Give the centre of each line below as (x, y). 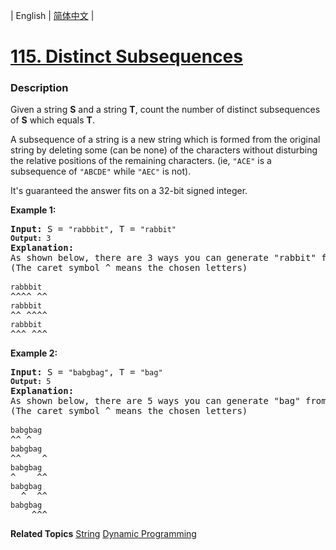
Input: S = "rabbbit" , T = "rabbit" (93, 229)
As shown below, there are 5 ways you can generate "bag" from (168, 401)
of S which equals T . (52, 120)
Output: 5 (31, 382)
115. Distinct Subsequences (126, 56)
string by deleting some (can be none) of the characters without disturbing (164, 150)
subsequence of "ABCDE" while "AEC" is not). (101, 171)
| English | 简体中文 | (52, 15)
